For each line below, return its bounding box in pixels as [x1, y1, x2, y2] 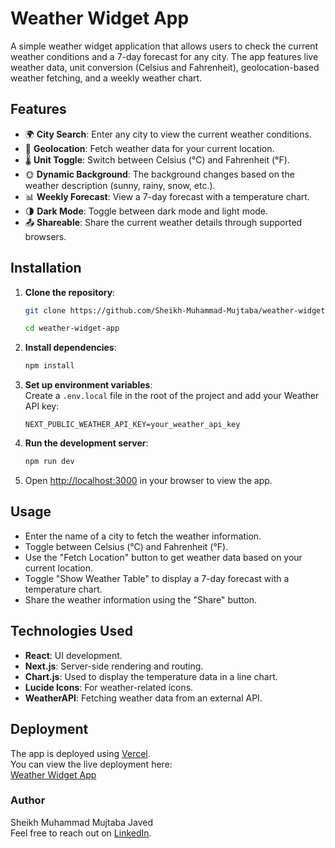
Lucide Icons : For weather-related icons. [24, 681, 194, 693]
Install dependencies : [24, 342, 117, 354]
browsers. [24, 230, 67, 242]
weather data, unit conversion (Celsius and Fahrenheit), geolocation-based [10, 61, 320, 73]
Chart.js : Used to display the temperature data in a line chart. [24, 670, 278, 682]
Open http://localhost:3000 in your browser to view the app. [24, 475, 273, 487]
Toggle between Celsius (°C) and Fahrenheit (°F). [24, 540, 229, 552]
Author [10, 793, 46, 807]
